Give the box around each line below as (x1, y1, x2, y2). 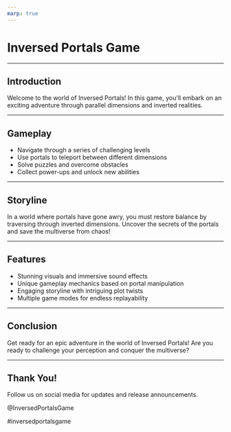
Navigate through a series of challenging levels (16, 146, 151, 154)
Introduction (7, 75, 62, 87)
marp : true (7, 10, 38, 17)
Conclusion (7, 320, 58, 332)
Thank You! (7, 373, 57, 384)
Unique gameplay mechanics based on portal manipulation (16, 279, 184, 287)
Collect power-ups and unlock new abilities (16, 168, 140, 176)
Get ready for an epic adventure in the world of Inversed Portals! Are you (7, 338, 213, 347)
